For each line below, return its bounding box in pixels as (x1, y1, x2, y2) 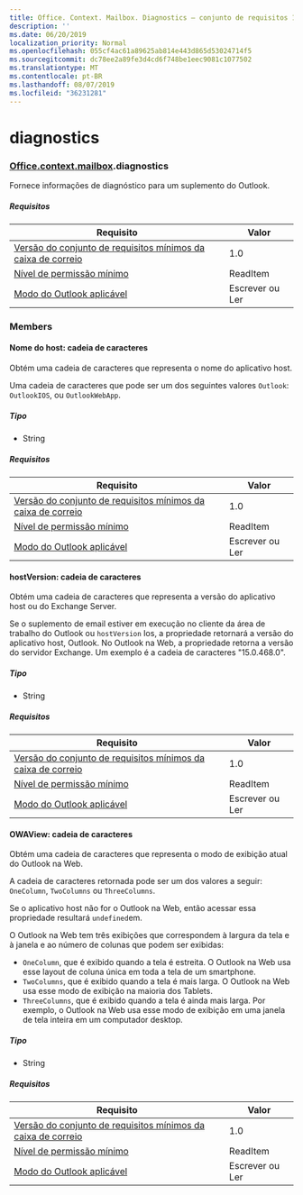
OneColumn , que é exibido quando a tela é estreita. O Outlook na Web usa (22, 957, 291, 968)
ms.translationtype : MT (9, 64, 99, 73)
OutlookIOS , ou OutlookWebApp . (9, 389, 122, 401)
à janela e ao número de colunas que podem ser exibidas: (9, 939, 224, 951)
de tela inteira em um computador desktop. (22, 1015, 183, 1026)
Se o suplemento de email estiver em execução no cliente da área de (9, 618, 266, 629)
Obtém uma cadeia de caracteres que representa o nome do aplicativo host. (9, 362, 293, 374)
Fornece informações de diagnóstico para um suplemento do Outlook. (9, 179, 271, 190)
